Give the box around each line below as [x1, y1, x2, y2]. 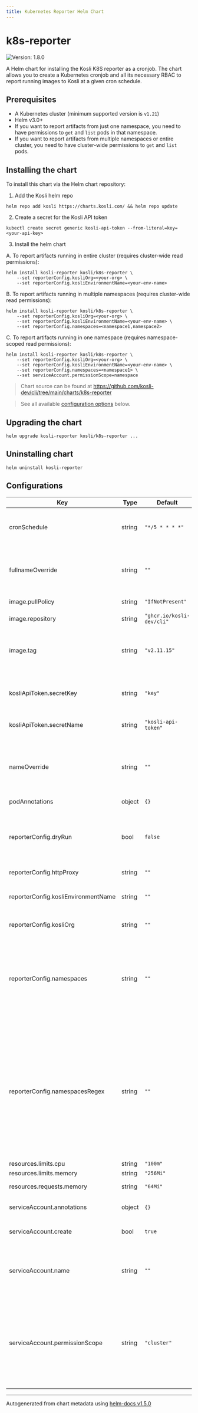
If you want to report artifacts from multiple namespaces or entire [14, 135, 174, 142]
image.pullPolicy [9, 597, 55, 605]
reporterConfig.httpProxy [9, 868, 79, 876]
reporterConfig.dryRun [9, 832, 72, 841]
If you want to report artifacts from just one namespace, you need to [14, 123, 181, 130]
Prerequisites [6, 94, 57, 104]
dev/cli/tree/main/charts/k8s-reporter [20, 389, 112, 396]
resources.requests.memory [9, 1182, 87, 1191]
